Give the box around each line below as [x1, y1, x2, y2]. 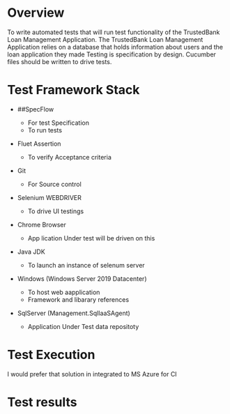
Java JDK [17, 247, 45, 256]
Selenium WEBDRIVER [17, 193, 82, 201]
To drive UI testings [27, 207, 84, 215]
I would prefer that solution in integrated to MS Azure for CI [7, 369, 177, 378]
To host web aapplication [27, 288, 100, 296]
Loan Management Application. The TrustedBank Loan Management [7, 35, 204, 43]
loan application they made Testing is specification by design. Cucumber [7, 50, 216, 59]
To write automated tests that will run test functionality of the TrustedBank [7, 28, 220, 36]
